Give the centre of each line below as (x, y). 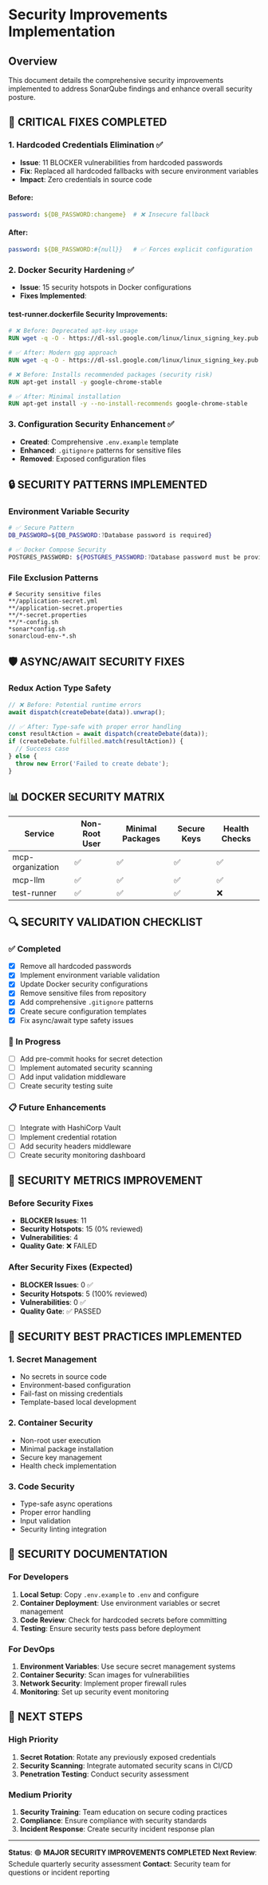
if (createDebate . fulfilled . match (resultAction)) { (96, 741)
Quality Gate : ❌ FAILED (58, 1246)
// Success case (42, 749)
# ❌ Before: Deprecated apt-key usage (73, 331)
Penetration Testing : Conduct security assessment (104, 1774)
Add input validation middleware (73, 1077)
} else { (23, 757)
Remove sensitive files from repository (83, 993)
